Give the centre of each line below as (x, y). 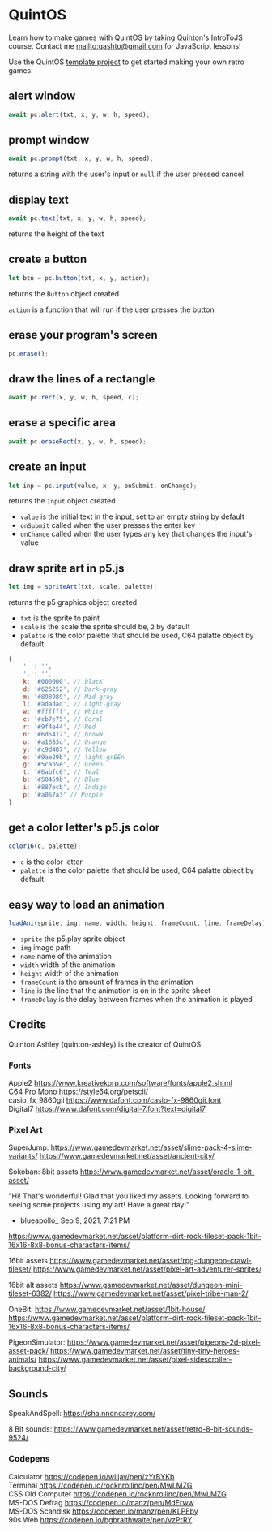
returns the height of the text (56, 234)
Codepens (29, 1459)
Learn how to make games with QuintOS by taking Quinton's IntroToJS (125, 37)
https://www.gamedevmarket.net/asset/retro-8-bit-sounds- (153, 1429)
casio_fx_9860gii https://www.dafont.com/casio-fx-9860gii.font (115, 1100)
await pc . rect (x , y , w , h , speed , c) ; (74, 398)
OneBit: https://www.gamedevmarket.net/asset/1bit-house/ (107, 1310)
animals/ (23, 1360)
